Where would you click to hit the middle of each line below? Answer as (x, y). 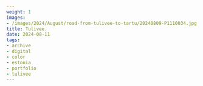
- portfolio (21, 68)
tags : (13, 40)
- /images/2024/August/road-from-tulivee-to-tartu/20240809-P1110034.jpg (102, 23)
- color (16, 57)
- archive (19, 46)
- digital (19, 51)
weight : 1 (19, 12)
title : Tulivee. (27, 29)
